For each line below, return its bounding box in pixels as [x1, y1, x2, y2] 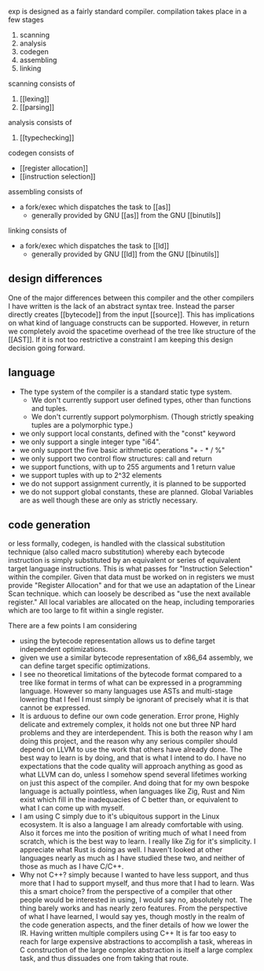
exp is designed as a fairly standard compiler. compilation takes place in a [8, 7, 247, 16]
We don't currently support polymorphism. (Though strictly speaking [31, 412, 254, 421]
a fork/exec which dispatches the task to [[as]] [19, 202, 171, 211]
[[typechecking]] [19, 133, 75, 142]
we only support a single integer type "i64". [19, 436, 161, 447]
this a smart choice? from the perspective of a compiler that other [19, 887, 233, 896]
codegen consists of [8, 149, 75, 157]
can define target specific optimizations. [19, 661, 151, 671]
